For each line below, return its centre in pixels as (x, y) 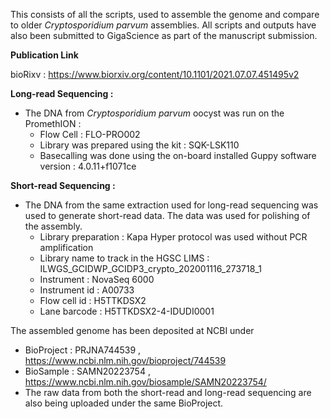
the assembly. (53, 226)
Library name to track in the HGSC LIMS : (124, 258)
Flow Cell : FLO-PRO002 (90, 134)
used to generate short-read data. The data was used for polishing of (167, 215)
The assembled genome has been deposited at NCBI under (132, 330)
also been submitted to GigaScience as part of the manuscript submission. (164, 35)
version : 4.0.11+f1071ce (88, 166)
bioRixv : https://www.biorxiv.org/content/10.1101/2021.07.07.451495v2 (155, 74)
